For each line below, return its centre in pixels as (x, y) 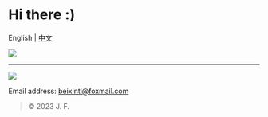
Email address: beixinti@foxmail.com (69, 91)
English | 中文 (31, 37)
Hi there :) (42, 15)
